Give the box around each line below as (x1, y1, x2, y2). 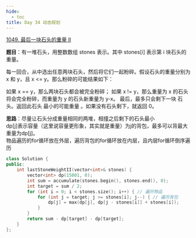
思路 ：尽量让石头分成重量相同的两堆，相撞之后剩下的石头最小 (6, 115, 155, 122)
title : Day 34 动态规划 (6, 19, 60, 25)
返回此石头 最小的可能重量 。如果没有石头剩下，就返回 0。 (16, 103, 157, 110)
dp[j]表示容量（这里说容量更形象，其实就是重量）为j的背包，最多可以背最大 (6, 122, 188, 129)
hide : (6, 8, 19, 15)
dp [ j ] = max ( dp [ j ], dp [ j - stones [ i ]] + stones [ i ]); (47, 199, 180, 205)
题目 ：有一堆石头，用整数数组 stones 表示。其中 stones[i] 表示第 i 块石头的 (6, 49, 187, 56)
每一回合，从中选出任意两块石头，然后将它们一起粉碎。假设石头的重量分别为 (6, 68, 191, 75)
